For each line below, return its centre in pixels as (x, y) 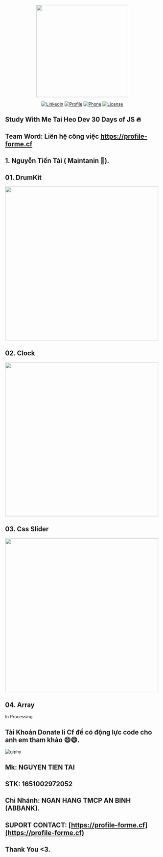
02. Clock (20, 353)
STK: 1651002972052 (39, 784)
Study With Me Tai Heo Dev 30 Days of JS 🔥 (73, 120)
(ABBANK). (23, 809)
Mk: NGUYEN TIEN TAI (40, 767)
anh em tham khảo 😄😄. (42, 740)
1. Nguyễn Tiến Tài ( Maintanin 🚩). (57, 161)
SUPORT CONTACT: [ (38, 825)
